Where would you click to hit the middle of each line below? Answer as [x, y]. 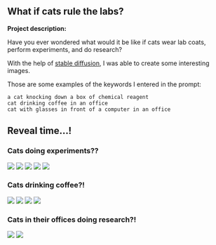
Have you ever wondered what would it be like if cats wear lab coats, [107, 42]
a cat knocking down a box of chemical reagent [78, 97]
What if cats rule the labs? [66, 12]
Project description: [37, 28]
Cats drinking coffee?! [46, 185]
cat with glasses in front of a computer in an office [89, 109]
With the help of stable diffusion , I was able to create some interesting [108, 63]
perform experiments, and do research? [65, 49]
